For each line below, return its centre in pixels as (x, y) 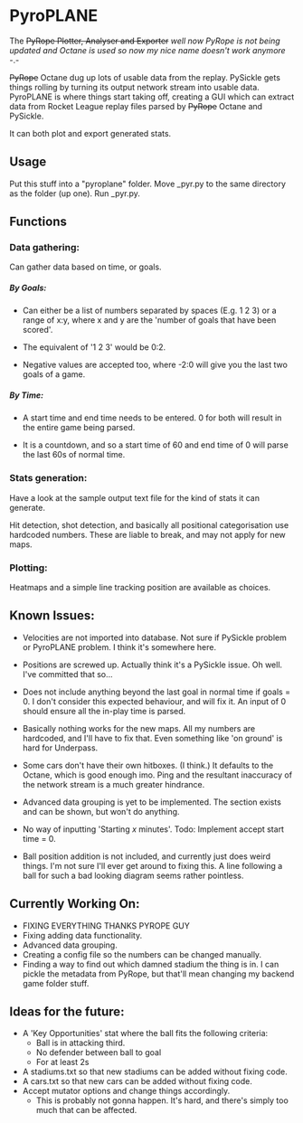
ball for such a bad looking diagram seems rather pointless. (133, 875)
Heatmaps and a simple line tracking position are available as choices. (140, 587)
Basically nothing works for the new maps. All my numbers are (139, 728)
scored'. (38, 330)
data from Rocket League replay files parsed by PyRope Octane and (136, 106)
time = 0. (39, 838)
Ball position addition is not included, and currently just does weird (147, 856)
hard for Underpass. (60, 748)
